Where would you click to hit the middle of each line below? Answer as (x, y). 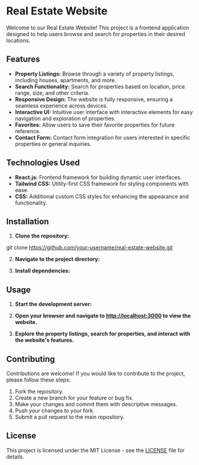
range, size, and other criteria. (52, 93)
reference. (28, 131)
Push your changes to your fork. (55, 410)
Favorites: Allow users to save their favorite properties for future (95, 125)
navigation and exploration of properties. (65, 118)
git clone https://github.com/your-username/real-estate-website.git (89, 248)
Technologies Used (43, 163)
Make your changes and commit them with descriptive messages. (96, 404)
